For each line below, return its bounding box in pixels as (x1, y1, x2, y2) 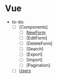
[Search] (26, 46, 44, 52)
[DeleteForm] (26, 41, 53, 47)
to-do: (11, 19, 25, 25)
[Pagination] (26, 62, 51, 68)
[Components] (19, 24, 48, 30)
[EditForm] (26, 35, 47, 41)
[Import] (26, 57, 43, 63)
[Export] (26, 51, 43, 57)
